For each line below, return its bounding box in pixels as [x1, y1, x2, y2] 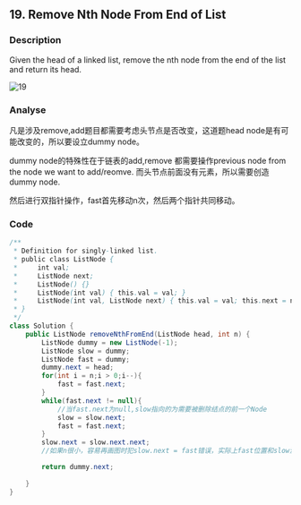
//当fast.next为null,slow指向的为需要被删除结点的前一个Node [56, 405, 267, 414]
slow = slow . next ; [56, 413, 126, 422]
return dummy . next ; [41, 463, 115, 472]
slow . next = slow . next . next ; [41, 438, 150, 447]
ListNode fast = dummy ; [41, 355, 130, 364]
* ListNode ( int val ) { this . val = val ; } [13, 288, 186, 297]
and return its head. [9, 64, 82, 74]
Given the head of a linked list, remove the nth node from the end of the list [9, 54, 287, 65]
